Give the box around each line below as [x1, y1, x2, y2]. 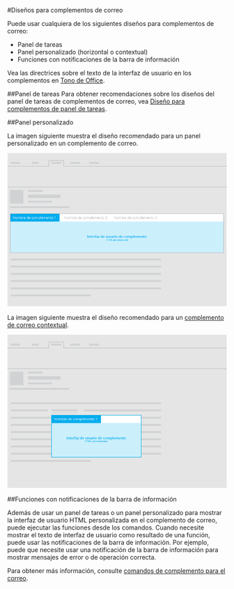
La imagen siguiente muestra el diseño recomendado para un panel [7, 132, 201, 140]
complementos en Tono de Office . [7, 76, 105, 85]
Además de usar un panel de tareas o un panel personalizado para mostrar [7, 509, 222, 517]
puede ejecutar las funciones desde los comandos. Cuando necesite [7, 523, 204, 532]
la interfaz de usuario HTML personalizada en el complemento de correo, [7, 516, 217, 525]
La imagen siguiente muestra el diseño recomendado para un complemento [7, 314, 224, 322]
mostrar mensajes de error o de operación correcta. [7, 553, 157, 562]
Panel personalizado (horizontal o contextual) [17, 48, 148, 56]
